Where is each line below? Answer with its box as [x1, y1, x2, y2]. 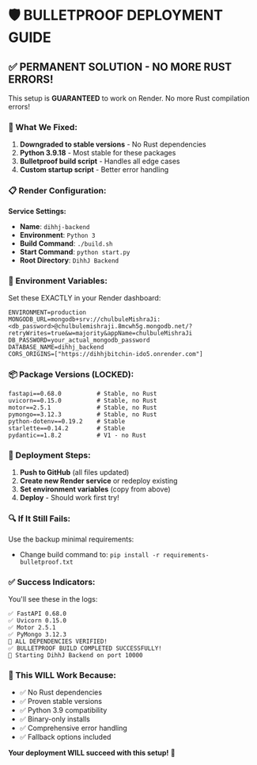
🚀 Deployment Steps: [8, 449, 91, 461]
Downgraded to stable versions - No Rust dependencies [19, 140, 207, 149]
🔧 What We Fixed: [8, 121, 77, 132]
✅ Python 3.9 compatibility [19, 706, 108, 715]
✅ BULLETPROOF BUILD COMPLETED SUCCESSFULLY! [8, 645, 162, 652]
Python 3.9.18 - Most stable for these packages [19, 148, 176, 158]
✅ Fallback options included [19, 732, 111, 742]
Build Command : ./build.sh [19, 239, 113, 248]
